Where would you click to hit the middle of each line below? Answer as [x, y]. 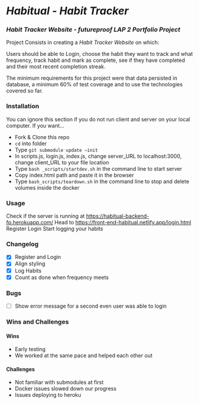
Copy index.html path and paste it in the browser [74, 175]
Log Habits [28, 270]
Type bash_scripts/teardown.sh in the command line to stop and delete [102, 181]
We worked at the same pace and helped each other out [83, 356]
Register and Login [38, 257]
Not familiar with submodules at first [59, 383]
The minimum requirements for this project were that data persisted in [92, 78]
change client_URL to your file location [62, 162]
